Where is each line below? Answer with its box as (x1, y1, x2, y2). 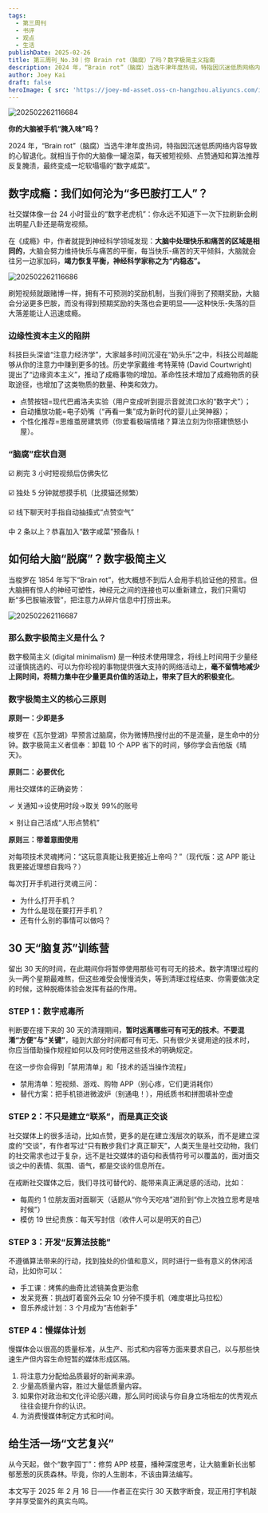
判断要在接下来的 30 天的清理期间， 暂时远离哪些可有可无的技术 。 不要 (8, 1026, 238, 1035)
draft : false (8, 78, 52, 86)
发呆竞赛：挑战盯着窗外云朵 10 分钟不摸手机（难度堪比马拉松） (19, 1293, 227, 1302)
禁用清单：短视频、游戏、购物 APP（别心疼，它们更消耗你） (19, 1079, 218, 1089)
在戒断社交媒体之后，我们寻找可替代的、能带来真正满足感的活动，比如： (8, 1177, 246, 1187)
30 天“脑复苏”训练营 (8, 941, 110, 955)
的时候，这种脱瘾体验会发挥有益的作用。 (8, 984, 141, 993)
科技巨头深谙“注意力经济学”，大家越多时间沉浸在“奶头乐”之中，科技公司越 (8, 350, 251, 360)
